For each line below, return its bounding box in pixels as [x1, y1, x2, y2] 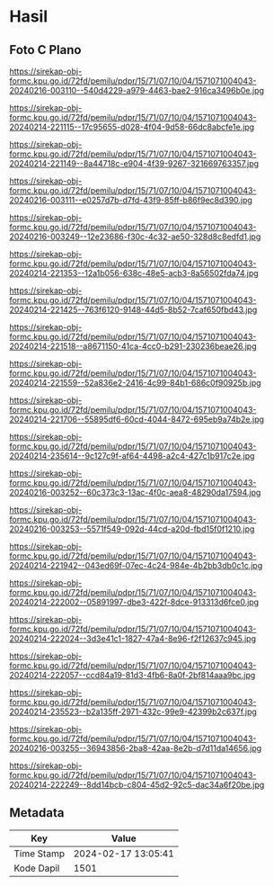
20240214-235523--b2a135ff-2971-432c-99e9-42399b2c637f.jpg [9, 706, 258, 717]
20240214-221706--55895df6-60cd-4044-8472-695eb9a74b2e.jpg [9, 414, 265, 425]
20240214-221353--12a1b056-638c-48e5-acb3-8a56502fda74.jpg [9, 268, 259, 278]
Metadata [9, 805, 65, 820]
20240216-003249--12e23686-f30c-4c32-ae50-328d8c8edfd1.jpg [9, 231, 261, 242]
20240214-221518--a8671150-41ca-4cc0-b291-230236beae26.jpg [9, 341, 257, 352]
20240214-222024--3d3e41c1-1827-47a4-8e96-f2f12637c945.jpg [9, 633, 256, 644]
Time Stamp [13, 847, 66, 860]
